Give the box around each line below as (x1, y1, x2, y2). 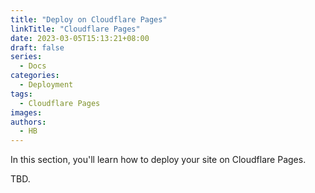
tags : (10, 89, 33, 99)
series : (10, 52, 43, 62)
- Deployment (19, 80, 74, 90)
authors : (10, 117, 47, 127)
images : (10, 107, 43, 118)
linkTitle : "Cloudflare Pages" (10, 24, 141, 34)
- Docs (19, 61, 47, 71)
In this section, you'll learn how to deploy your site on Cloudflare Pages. (10, 154, 307, 166)
